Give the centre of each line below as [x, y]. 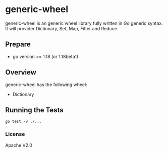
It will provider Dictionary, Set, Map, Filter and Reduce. [62, 28]
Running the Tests [35, 110]
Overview [21, 72]
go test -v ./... [23, 122]
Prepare [18, 45]
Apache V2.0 [19, 145]
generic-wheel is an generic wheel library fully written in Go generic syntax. [84, 23]
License [15, 134]
